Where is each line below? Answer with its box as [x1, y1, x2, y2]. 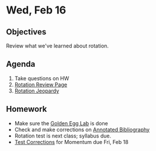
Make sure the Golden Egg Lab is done [14, 119, 108, 126]
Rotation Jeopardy [14, 87, 60, 94]
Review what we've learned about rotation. [6, 42, 109, 49]
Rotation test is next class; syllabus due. [14, 132, 112, 139]
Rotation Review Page [14, 81, 67, 88]
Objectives [6, 27, 47, 37]
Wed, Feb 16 [6, 4, 66, 17]
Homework [6, 104, 47, 114]
